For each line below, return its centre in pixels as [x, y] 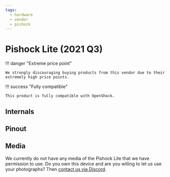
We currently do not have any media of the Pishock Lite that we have [77, 158]
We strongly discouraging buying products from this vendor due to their [85, 73]
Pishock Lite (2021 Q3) [54, 49]
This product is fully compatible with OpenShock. [60, 96]
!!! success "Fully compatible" [36, 86]
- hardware [21, 15]
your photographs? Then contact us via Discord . [56, 169]
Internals [20, 112]
